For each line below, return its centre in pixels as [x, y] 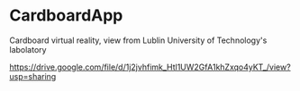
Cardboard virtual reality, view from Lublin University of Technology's [138, 40]
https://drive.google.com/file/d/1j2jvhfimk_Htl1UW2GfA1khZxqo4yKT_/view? [150, 67]
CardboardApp [66, 16]
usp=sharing [33, 76]
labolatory [28, 49]
